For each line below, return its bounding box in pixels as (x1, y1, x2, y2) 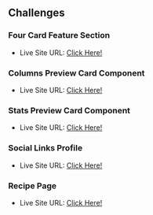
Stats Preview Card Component (8, 105, 131, 116)
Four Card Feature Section (8, 30, 111, 41)
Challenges (8, 6, 65, 20)
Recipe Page (8, 180, 57, 191)
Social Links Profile (8, 143, 83, 154)
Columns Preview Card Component (8, 67, 145, 78)
